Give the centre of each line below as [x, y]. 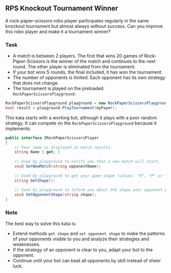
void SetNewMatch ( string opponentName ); [58, 166]
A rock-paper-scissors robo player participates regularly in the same [77, 20]
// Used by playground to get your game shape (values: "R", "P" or [89, 176]
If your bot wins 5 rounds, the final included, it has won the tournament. [88, 72]
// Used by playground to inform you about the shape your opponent [89, 190]
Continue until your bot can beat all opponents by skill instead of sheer [87, 261]
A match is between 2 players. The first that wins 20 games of [78, 56]
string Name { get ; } [37, 152]
